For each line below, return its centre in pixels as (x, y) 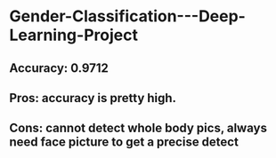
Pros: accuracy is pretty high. (93, 98)
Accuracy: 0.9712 (59, 68)
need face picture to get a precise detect (124, 142)
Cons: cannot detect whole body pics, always (138, 128)
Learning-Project (73, 35)
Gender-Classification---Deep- (128, 16)
